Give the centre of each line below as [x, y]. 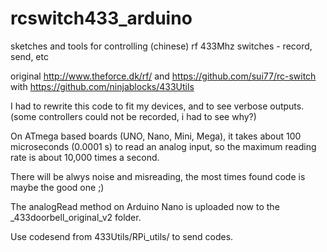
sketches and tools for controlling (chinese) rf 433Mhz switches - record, [161, 46]
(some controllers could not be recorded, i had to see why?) [133, 116]
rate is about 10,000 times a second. [85, 157]
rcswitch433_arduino [101, 18]
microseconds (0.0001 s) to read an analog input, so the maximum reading [163, 146]
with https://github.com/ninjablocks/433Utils [102, 86]
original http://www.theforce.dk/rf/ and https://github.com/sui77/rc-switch [163, 76]
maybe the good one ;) [57, 187]
